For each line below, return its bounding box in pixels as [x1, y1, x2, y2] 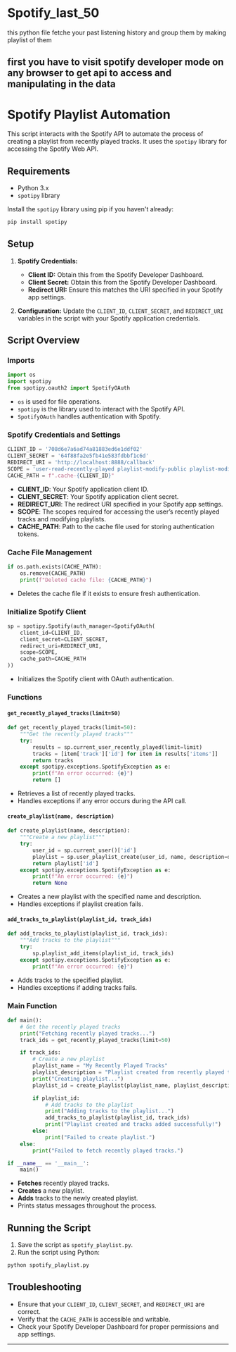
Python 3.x [17, 184, 49, 192]
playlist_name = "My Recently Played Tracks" [32, 1062, 169, 1069]
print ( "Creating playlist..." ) [32, 1075, 124, 1082]
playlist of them [7, 35, 53, 44]
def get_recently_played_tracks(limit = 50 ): [7, 724, 137, 731]
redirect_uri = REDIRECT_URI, [20, 643, 102, 650]
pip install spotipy [7, 218, 68, 226]
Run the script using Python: [17, 1248, 100, 1257]
